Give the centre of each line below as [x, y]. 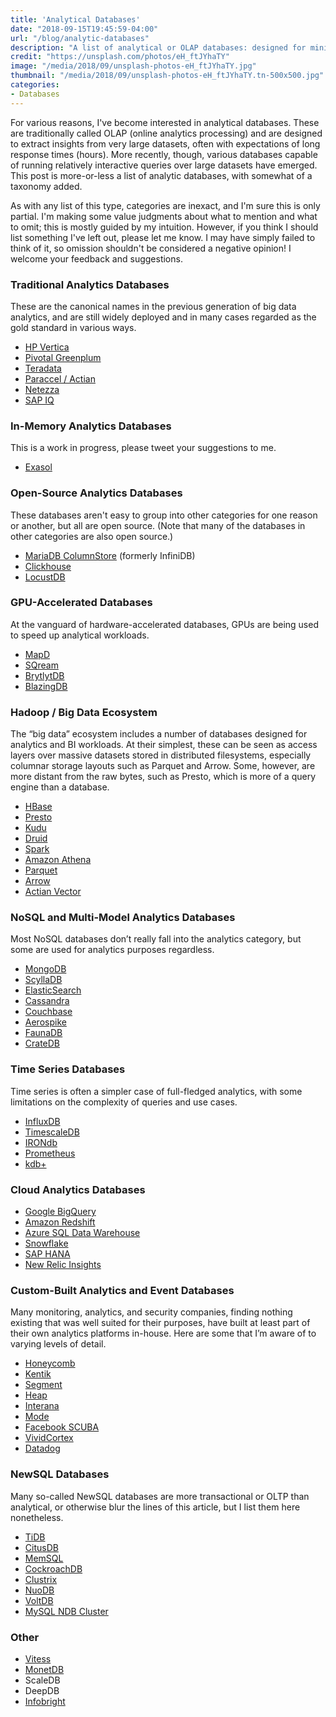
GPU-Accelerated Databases [81, 603]
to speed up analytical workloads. [80, 635]
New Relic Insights [63, 1264]
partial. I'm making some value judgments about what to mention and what [164, 216]
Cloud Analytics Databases [78, 1189]
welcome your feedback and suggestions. [96, 258]
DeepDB [42, 1690]
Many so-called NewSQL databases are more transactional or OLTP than [160, 1496]
